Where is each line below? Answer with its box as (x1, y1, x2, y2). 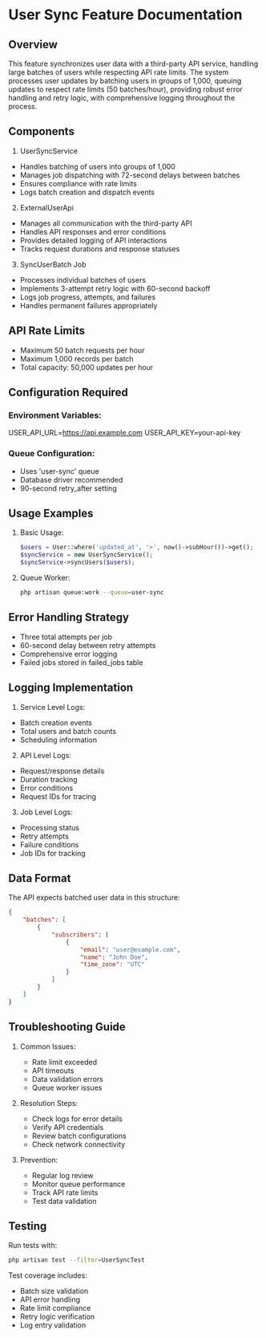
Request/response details (19, 765, 105, 776)
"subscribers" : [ (50, 930, 110, 939)
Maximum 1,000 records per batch (19, 353, 134, 363)
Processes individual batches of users (19, 275, 147, 284)
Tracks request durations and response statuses (19, 243, 180, 254)
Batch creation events (19, 717, 92, 728)
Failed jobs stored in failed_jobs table (19, 657, 143, 667)
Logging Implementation (8, 681, 134, 695)
